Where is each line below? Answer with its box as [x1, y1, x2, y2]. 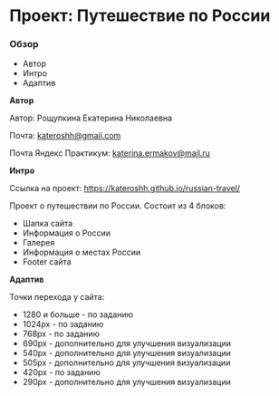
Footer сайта [22, 256, 72, 267]
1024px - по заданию [22, 319, 104, 330]
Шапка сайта [22, 218, 73, 229]
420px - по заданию [22, 367, 101, 378]
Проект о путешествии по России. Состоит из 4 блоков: [9, 200, 226, 211]
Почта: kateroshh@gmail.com [9, 130, 121, 141]
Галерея [22, 237, 55, 248]
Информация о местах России [22, 246, 141, 258]
